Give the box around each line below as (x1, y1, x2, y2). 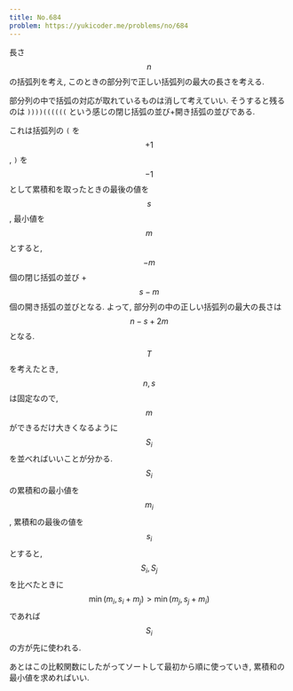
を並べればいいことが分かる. (9, 453, 114, 464)
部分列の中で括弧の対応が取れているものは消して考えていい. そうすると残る (9, 95, 286, 106)
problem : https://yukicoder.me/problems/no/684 (9, 21, 189, 30)
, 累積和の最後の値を (9, 516, 84, 527)
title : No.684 (9, 12, 62, 22)
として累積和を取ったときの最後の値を (9, 184, 149, 194)
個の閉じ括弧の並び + (9, 271, 87, 282)
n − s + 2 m (130, 316, 169, 326)
